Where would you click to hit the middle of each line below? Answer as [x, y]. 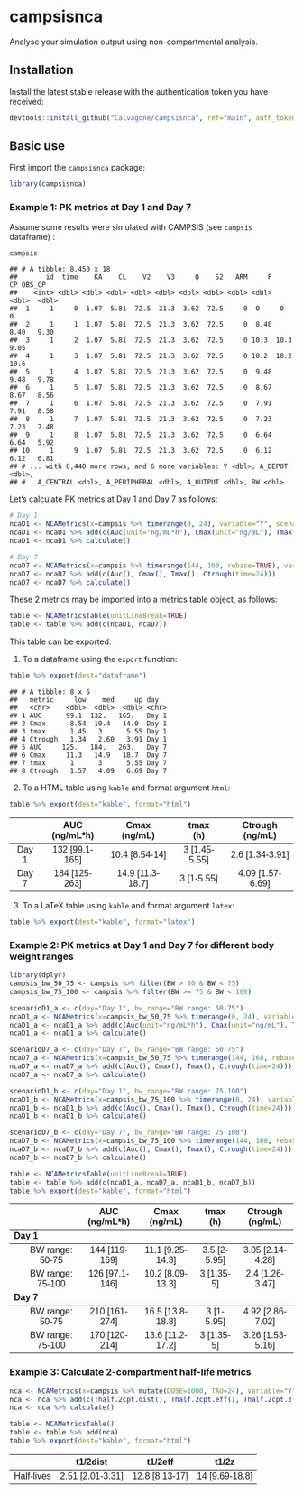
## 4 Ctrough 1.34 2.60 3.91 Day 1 [88, 740]
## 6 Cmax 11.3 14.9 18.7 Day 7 [88, 755]
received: [27, 101]
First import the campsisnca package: [78, 168]
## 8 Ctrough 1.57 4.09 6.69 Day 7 [88, 771]
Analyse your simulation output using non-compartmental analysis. [134, 41]
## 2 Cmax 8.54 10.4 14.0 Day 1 [88, 724]
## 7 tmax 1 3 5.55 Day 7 [88, 763]
